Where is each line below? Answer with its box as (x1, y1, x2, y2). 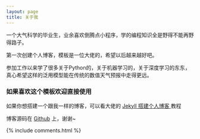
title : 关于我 (6, 14, 39, 20)
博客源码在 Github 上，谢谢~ (6, 115, 76, 122)
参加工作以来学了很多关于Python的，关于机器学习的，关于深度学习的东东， (6, 64, 190, 71)
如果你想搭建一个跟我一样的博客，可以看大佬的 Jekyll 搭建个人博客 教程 (6, 102, 182, 109)
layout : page (6, 8, 39, 15)
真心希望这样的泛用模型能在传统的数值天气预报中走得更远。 (6, 71, 152, 78)
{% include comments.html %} (6, 127, 82, 134)
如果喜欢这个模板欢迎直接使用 (6, 87, 92, 96)
